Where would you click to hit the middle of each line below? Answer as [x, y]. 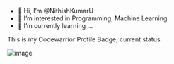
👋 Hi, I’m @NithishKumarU [56, 11]
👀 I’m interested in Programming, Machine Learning [92, 18]
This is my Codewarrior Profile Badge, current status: [85, 39]
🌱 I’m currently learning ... [55, 26]
